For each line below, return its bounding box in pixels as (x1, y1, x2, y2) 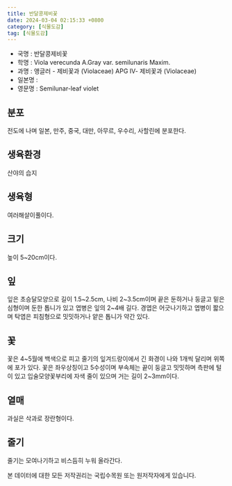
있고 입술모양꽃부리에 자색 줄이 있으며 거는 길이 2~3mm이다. (14, 372, 179, 380)
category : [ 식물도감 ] (7, 23, 64, 30)
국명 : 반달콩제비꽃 (17, 49, 68, 58)
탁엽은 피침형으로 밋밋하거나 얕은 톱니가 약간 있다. (14, 313, 150, 321)
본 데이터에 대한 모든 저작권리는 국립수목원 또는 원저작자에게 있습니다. (7, 471, 197, 479)
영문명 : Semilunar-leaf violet (17, 84, 99, 93)
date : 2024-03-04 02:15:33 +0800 (7, 17, 104, 24)
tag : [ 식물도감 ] (7, 29, 49, 37)
